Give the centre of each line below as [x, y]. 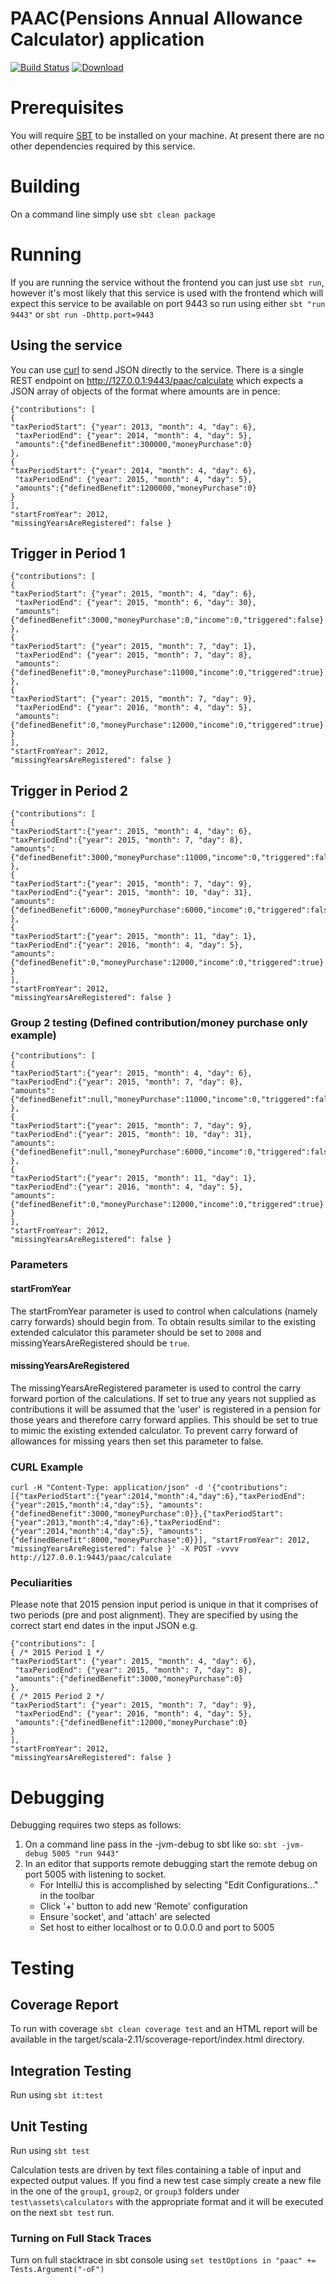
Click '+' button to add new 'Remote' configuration [143, 1906]
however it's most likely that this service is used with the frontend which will [167, 293]
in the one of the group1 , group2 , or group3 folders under [125, 2191]
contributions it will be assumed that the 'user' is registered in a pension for [166, 1409]
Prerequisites [67, 108]
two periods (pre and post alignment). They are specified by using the [154, 1615]
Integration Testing [71, 2070]
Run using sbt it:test [57, 2095]
